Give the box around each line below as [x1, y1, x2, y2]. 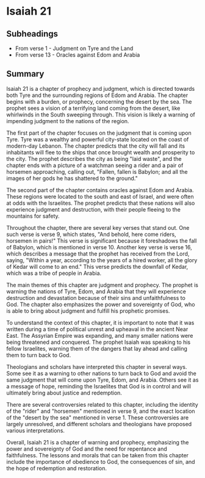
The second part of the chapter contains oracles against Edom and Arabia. [6, 186, 194, 193]
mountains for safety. [6, 212, 60, 219]
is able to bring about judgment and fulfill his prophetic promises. [6, 307, 170, 315]
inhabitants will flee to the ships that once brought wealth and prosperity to [6, 148, 195, 156]
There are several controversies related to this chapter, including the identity [6, 401, 198, 408]
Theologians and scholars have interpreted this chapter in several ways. [6, 363, 187, 370]
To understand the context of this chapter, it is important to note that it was [6, 319, 195, 326]
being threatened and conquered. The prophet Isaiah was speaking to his [6, 338, 191, 346]
